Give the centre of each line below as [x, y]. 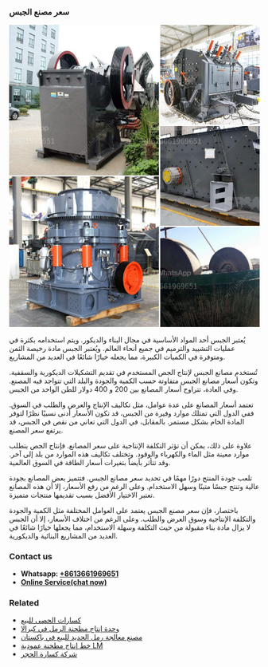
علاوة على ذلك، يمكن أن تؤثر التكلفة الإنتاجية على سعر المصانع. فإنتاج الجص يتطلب [131, 445]
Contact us [31, 556]
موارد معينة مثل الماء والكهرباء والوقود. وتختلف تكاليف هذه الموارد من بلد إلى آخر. [129, 454]
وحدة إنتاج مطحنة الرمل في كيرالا [70, 629]
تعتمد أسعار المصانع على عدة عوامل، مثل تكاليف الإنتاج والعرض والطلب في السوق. [131, 405]
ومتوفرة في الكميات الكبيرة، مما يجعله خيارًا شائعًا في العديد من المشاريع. [117, 357]
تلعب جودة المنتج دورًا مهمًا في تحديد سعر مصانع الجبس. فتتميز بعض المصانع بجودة [131, 478]
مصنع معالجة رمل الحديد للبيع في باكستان [81, 637]
